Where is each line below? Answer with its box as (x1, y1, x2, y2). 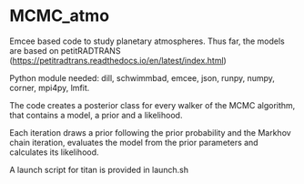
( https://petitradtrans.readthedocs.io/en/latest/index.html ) (9, 55, 228, 66)
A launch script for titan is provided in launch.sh (9, 164, 189, 175)
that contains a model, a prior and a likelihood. (9, 109, 183, 120)
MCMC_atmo (9, 5, 110, 26)
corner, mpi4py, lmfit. (9, 82, 90, 93)
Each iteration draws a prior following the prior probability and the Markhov (9, 127, 291, 138)
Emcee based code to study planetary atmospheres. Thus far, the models (9, 36, 285, 46)
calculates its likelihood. (9, 147, 99, 158)
